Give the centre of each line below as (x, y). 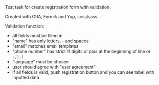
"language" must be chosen (40, 62)
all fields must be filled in (37, 36)
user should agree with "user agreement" (54, 67)
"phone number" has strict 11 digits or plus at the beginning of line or (81, 51)
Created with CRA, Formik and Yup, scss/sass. (52, 16)
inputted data (25, 77)
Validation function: (24, 26)
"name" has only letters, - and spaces (50, 41)
